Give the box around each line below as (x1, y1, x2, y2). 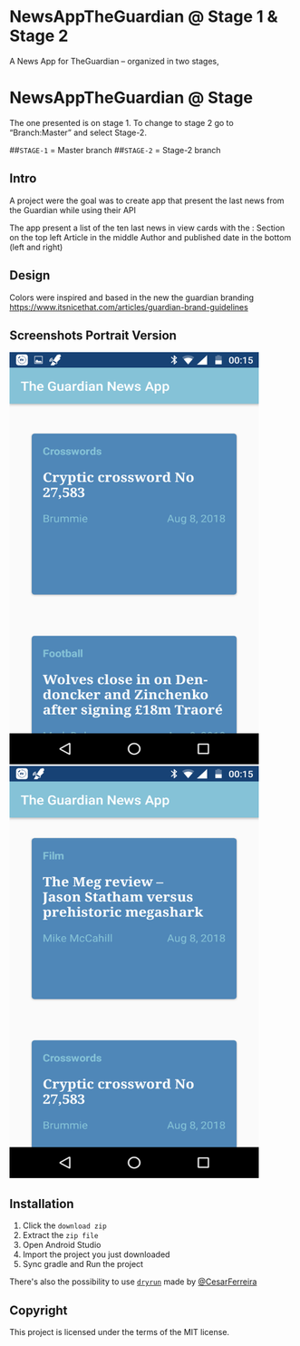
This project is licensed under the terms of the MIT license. (9, 1326, 229, 1337)
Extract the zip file (22, 1230, 99, 1241)
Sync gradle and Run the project (22, 1259, 143, 1270)
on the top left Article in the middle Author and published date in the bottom (9, 231, 292, 242)
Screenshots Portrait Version (9, 327, 177, 343)
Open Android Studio (22, 1240, 102, 1251)
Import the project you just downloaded (22, 1249, 170, 1260)
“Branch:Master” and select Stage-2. (9, 127, 148, 138)
